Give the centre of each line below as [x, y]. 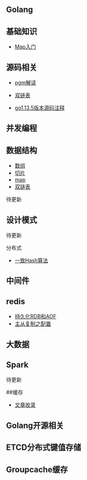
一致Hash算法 [31, 261]
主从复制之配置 [33, 324]
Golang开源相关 [35, 425]
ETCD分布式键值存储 [43, 448]
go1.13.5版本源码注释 [39, 108]
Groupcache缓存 [37, 470]
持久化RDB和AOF [36, 316]
